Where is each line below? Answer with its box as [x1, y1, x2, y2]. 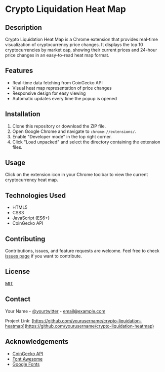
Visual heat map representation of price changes [12, 85, 112, 91]
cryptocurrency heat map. [5, 177, 58, 183]
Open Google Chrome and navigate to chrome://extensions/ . [12, 128, 136, 134]
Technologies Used [5, 191, 66, 199]
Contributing [5, 235, 45, 243]
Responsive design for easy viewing [12, 90, 86, 96]
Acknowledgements [5, 337, 69, 346]
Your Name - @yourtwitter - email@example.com [5, 308, 106, 314]
